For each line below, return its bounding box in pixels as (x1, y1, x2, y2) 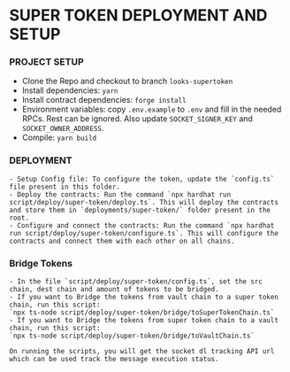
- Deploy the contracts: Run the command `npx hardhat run (9, 190, 232, 199)
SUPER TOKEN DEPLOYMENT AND (9, 5, 268, 26)
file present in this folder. (9, 182, 121, 191)
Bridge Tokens (9, 257, 73, 269)
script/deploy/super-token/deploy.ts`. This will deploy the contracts (9, 198, 279, 206)
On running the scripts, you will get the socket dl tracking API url (9, 347, 275, 356)
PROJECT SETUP (9, 56, 84, 68)
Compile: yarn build (21, 132, 97, 143)
